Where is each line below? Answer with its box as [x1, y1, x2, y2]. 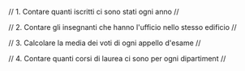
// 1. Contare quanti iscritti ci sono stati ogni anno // [8, 7, 180, 16]
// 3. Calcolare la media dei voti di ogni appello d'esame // [8, 38, 201, 48]
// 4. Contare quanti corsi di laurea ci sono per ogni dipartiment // [8, 54, 226, 63]
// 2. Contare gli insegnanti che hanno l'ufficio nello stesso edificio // [8, 23, 237, 31]
